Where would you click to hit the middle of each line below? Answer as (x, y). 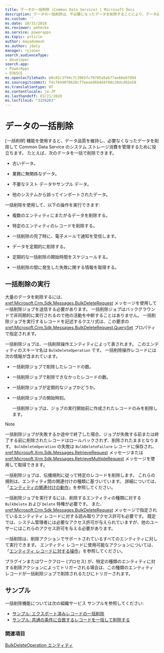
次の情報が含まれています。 (33, 356)
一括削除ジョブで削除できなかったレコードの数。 (61, 377)
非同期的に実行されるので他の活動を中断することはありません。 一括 (82, 315)
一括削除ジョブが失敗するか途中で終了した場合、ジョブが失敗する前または (80, 434)
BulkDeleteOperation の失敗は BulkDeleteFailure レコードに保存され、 (86, 446)
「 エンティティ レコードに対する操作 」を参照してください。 (65, 551)
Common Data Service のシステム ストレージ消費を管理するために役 (87, 147)
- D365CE (14, 73)
